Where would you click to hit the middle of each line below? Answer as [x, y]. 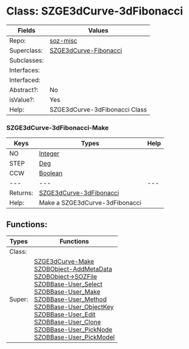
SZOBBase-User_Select [68, 284]
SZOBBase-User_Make [67, 292]
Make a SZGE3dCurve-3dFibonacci [90, 203]
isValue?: [22, 99]
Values [98, 30]
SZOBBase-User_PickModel [75, 337]
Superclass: [26, 50]
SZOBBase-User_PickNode [73, 330]
